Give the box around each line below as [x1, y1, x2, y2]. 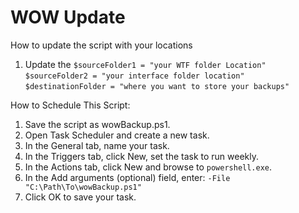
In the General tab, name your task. [24, 139, 170, 151]
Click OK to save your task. [24, 191, 137, 203]
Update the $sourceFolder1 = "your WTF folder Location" [24, 58, 267, 70]
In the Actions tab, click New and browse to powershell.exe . [24, 161, 273, 173]
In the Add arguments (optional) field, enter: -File [24, 171, 231, 183]
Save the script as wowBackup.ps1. [24, 118, 171, 130]
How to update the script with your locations [10, 39, 193, 51]
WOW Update [10, 6, 126, 29]
